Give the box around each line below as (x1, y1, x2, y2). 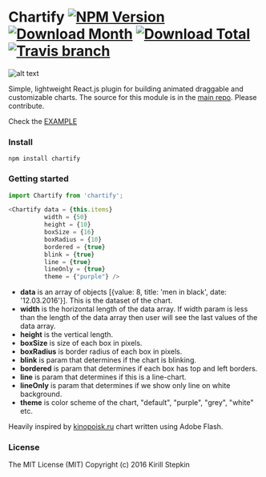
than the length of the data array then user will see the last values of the (19, 313, 258, 323)
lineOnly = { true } (43, 265, 106, 274)
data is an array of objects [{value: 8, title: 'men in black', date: (19, 287, 227, 297)
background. (19, 389, 62, 399)
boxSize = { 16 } (43, 228, 95, 236)
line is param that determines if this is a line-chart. (19, 372, 187, 382)
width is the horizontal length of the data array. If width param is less (19, 304, 248, 314)
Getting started (8, 173, 70, 184)
